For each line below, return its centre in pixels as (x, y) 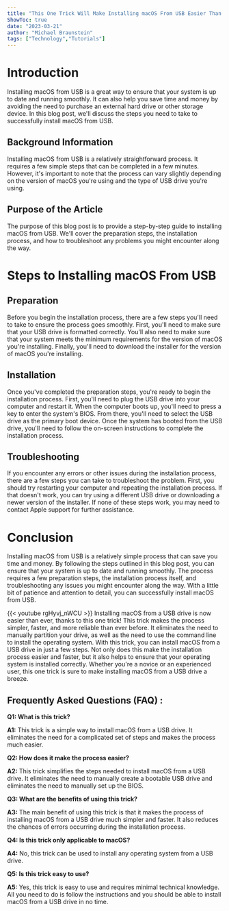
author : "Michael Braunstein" (50, 33)
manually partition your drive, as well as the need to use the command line (112, 635)
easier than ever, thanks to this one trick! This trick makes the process (106, 621)
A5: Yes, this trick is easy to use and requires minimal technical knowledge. (113, 887)
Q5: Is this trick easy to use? (48, 874)
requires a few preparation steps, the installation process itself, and (102, 578)
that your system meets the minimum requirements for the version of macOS (115, 339)
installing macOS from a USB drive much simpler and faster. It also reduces (113, 820)
